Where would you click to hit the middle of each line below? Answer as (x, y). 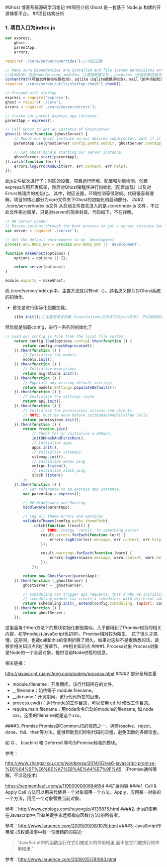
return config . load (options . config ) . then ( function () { (73, 341)
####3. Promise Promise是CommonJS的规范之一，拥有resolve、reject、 (80, 726)
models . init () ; (39, 360)
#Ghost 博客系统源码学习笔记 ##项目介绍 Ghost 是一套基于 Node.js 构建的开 (83, 7)
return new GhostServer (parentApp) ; (61, 576)
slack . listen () (47, 475)
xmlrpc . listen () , (50, 466)
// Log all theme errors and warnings (63, 517)
